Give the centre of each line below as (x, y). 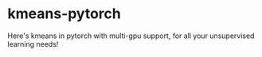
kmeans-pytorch (64, 14)
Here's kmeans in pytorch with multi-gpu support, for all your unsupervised (131, 36)
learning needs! (33, 44)
